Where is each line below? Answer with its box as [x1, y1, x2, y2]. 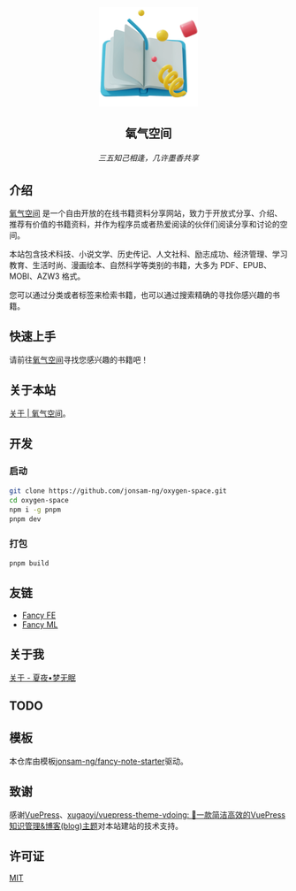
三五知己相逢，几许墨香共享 [98, 152, 199, 163]
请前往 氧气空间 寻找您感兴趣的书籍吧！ [9, 354, 148, 365]
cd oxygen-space [9, 496, 69, 505]
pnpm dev [9, 514, 42, 524]
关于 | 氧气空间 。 [9, 408, 71, 419]
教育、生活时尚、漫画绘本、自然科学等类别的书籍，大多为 [9, 260, 218, 271]
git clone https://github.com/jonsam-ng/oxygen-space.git [9, 487, 227, 495]
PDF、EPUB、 [219, 260, 272, 271]
